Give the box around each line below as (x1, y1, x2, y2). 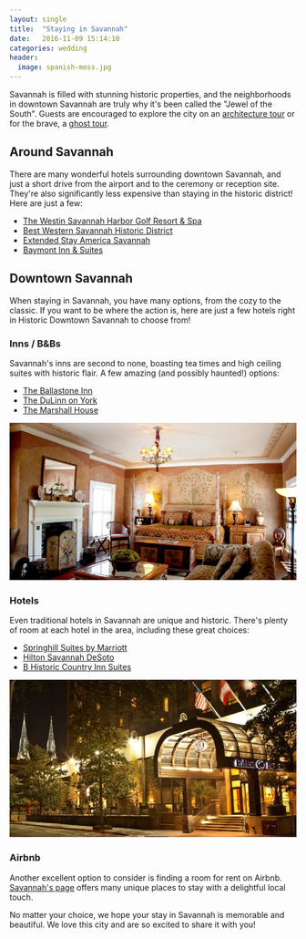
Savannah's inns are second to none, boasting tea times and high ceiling (9, 357, 282, 368)
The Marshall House (22, 404, 98, 415)
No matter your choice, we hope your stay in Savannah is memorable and (9, 909, 285, 920)
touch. (9, 892, 34, 903)
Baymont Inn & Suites (22, 244, 103, 255)
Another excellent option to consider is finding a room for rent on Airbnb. (9, 872, 282, 883)
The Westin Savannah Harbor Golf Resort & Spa (22, 215, 202, 226)
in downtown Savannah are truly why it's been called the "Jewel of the (9, 98, 273, 109)
